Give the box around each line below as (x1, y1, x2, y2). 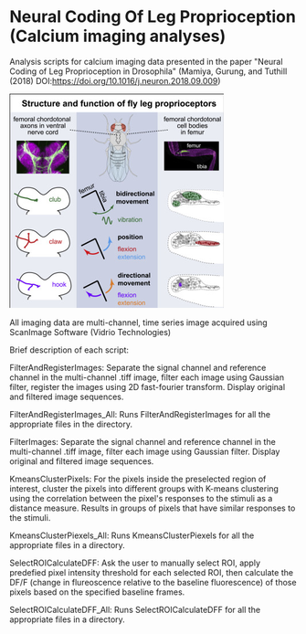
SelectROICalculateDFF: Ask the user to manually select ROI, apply (9, 557, 260, 568)
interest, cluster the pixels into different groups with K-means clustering (9, 482, 279, 494)
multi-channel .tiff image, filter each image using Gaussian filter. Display (9, 446, 280, 457)
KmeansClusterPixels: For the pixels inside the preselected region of (9, 473, 267, 484)
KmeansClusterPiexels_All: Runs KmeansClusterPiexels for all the (9, 530, 255, 541)
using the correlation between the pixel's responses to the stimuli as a (9, 492, 273, 503)
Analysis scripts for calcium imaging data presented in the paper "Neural (9, 56, 283, 67)
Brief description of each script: (9, 344, 130, 355)
